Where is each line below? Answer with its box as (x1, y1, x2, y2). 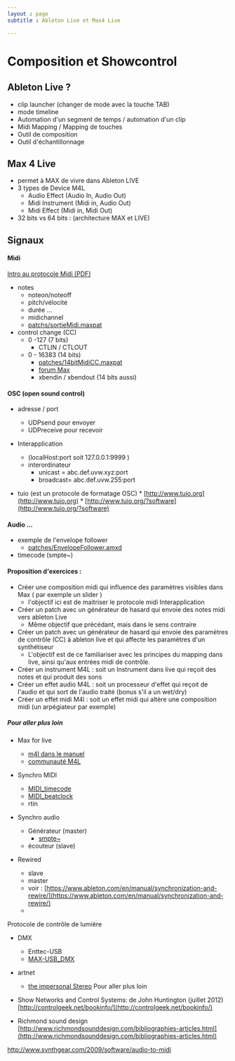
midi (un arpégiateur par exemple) (17, 702, 116, 711)
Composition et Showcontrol (7, 54, 177, 69)
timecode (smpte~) (17, 551, 74, 560)
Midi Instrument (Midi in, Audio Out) (27, 199, 131, 208)
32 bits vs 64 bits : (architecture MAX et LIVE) (17, 214, 150, 222)
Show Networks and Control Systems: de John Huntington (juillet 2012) (17, 996, 224, 1004)
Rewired (17, 855, 42, 864)
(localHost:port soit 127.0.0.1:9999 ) (27, 453, 130, 462)
